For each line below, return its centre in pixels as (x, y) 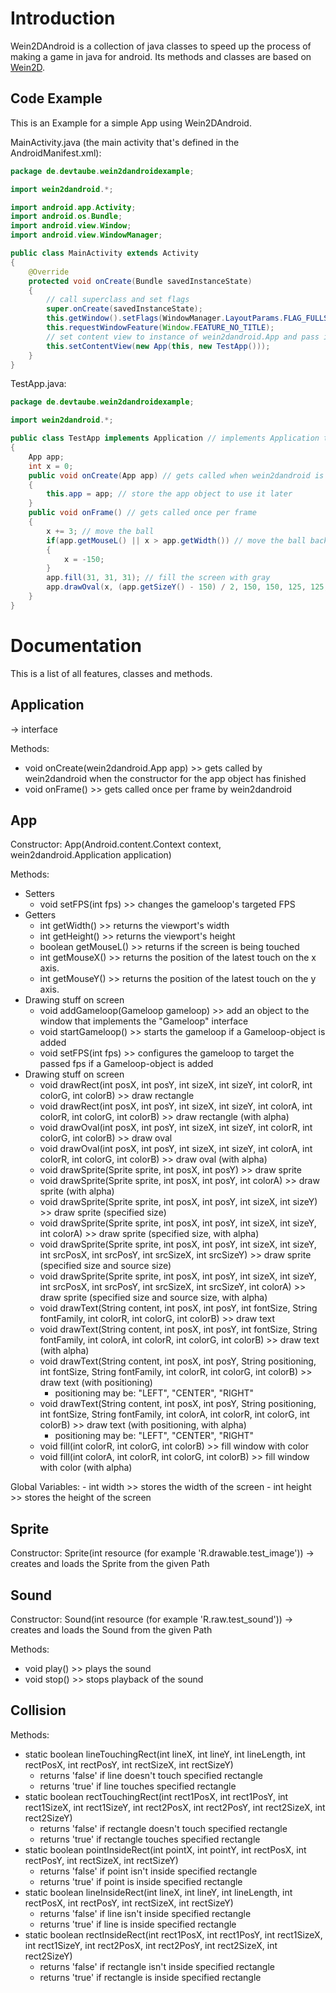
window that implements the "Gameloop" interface (144, 1021)
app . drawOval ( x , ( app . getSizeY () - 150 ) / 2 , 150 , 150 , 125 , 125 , (187, 587)
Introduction (63, 18)
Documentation (76, 645)
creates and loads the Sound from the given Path (111, 1629)
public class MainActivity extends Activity (104, 253)
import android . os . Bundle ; (66, 217)
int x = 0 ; (51, 466)
